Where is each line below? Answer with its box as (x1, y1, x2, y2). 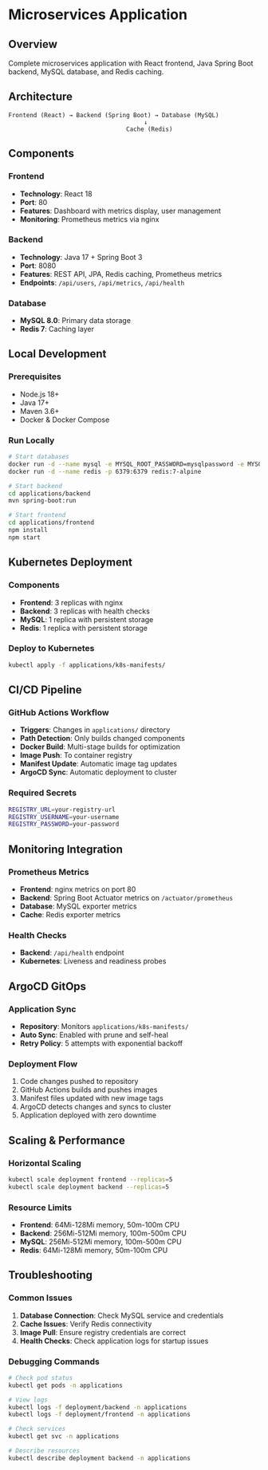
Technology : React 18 (19, 189, 93, 199)
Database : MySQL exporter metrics (19, 901, 137, 911)
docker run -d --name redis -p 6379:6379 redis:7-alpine (8, 467, 202, 475)
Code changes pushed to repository (19, 1077, 139, 1086)
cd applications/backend (8, 489, 91, 498)
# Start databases (8, 453, 69, 461)
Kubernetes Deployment (8, 556, 133, 569)
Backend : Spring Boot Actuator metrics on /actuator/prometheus (19, 893, 234, 902)
